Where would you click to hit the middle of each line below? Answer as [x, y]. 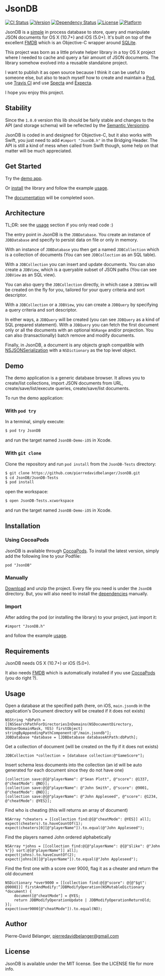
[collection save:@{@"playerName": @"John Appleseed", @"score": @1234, [82, 797]
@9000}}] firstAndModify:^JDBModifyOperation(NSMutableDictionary [75, 887]
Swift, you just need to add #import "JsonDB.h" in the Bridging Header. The [82, 140]
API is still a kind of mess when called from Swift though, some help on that [82, 145]
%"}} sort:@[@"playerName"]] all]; [42, 851]
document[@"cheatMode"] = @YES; [47, 896]
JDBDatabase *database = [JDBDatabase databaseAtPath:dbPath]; [72, 737]
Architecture [25, 213]
